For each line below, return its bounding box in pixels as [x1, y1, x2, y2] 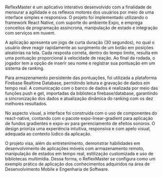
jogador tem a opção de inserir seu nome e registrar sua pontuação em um [5, 60, 156, 66]
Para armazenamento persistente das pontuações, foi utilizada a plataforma [5, 75, 157, 80]
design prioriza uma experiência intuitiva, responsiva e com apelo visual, [5, 126, 151, 131]
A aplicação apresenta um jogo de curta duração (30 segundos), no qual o [5, 39, 155, 45]
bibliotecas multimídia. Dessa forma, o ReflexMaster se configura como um [5, 156, 156, 161]
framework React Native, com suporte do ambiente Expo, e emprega [5, 20, 143, 25]
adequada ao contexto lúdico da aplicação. [5, 131, 91, 137]
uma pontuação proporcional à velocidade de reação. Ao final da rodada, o [5, 55, 156, 60]
